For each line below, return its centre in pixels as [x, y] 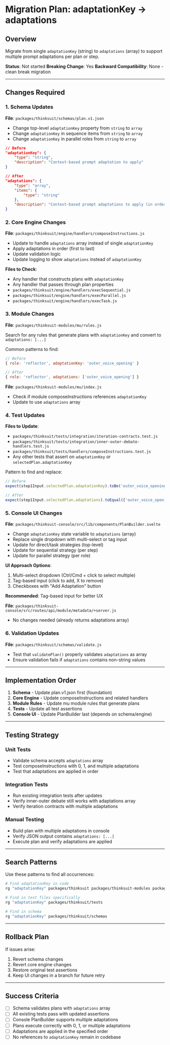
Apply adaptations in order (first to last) [54, 249]
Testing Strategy [32, 735]
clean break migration [28, 72]
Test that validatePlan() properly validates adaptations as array [80, 654]
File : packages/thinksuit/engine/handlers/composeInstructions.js [75, 233]
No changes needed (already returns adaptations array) [71, 620]
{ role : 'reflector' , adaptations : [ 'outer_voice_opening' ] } [72, 377]
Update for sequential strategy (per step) [55, 550]
